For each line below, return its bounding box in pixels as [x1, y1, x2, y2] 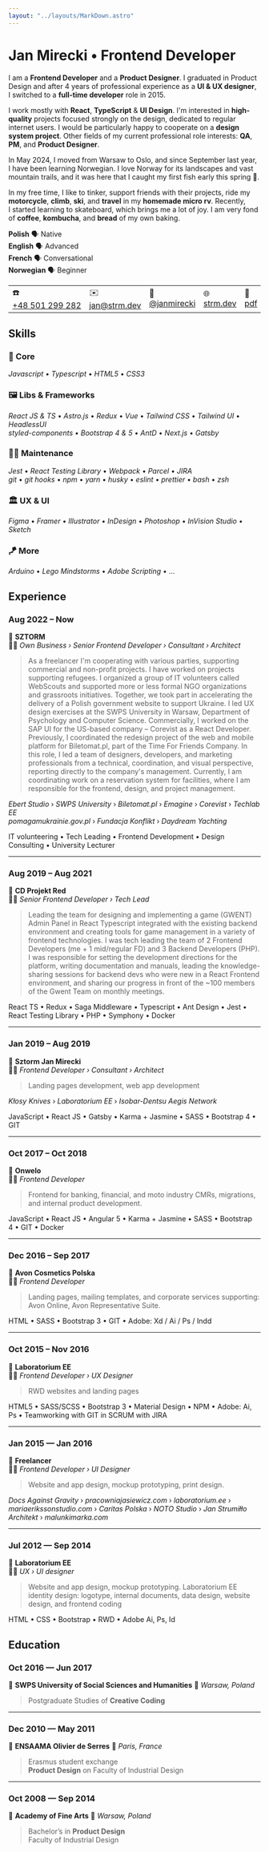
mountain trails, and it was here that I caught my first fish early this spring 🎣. [8, 171, 260, 181]
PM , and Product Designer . [8, 139, 100, 149]
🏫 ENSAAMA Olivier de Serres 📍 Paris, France [8, 1741, 163, 1751]
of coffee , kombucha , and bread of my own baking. [8, 213, 180, 223]
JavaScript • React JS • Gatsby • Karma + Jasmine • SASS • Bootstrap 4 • [8, 1112, 256, 1121]
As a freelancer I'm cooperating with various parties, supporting [27, 656, 239, 666]
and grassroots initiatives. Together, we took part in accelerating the [27, 690, 253, 700]
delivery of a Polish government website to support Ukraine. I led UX [27, 699, 255, 708]
